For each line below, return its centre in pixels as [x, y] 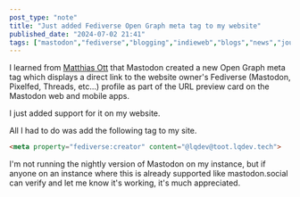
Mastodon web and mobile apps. [69, 96]
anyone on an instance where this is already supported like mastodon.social [149, 174]
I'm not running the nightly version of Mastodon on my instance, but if [137, 164]
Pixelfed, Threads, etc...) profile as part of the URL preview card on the [139, 86]
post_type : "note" [43, 17]
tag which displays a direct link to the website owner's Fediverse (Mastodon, [150, 78]
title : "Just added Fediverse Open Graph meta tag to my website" [135, 26]
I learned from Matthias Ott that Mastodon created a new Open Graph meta [147, 68]
